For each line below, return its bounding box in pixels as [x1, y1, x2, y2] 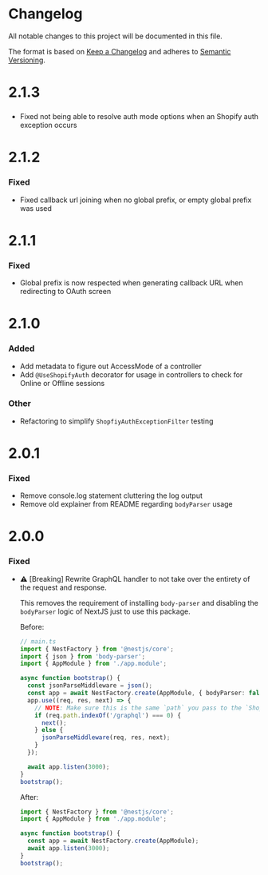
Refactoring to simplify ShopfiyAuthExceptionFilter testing [19, 416, 214, 426]
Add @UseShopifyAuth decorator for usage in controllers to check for [19, 369, 243, 380]
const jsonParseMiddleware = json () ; [27, 682, 153, 690]
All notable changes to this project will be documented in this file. [8, 31, 223, 41]
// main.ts [19, 637, 57, 646]
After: [19, 792, 39, 801]
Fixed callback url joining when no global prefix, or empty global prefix [19, 195, 252, 205]
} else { [34, 726, 64, 734]
